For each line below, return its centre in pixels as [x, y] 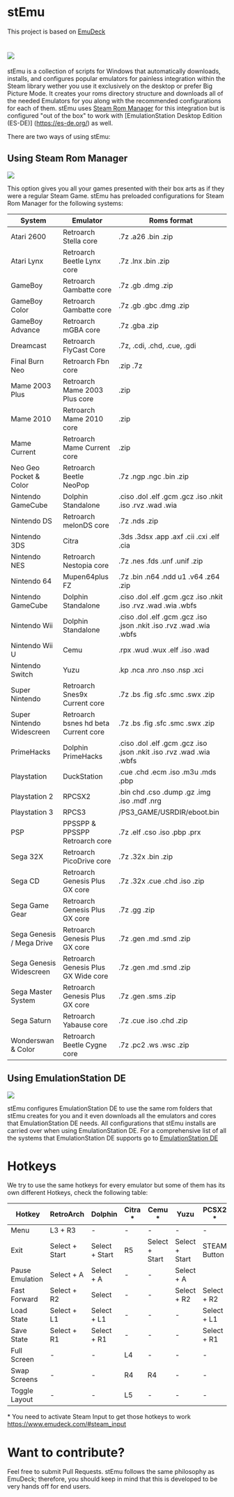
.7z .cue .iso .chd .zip [153, 1021]
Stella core [80, 241]
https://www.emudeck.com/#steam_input [67, 1424]
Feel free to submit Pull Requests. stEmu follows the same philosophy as [111, 1472]
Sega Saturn [31, 1021]
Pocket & [25, 476]
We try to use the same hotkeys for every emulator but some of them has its [116, 1185]
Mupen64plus [86, 576]
